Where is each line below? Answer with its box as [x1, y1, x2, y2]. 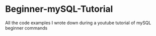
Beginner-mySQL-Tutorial [5, 3, 113, 15]
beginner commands [5, 25, 48, 31]
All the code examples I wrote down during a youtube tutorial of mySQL [5, 20, 152, 26]
